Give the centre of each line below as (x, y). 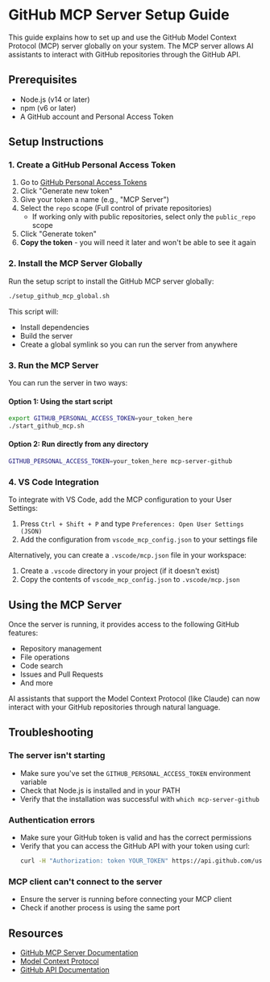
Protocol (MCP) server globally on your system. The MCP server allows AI (131, 45)
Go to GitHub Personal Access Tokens (83, 183)
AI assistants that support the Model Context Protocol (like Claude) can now (134, 699)
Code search (41, 666)
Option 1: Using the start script (60, 401)
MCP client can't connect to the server (85, 881)
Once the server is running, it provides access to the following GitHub (124, 625)
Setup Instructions (56, 142)
